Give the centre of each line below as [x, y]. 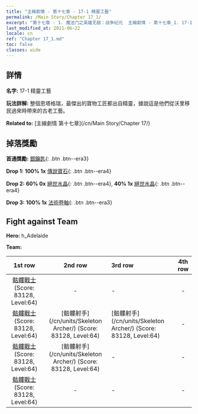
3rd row [122, 265]
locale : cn [19, 34]
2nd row [75, 265]
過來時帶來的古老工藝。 [39, 110]
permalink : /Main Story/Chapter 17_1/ [54, 17]
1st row [24, 265]
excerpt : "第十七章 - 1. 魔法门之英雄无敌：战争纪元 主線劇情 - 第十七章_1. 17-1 [99, 22]
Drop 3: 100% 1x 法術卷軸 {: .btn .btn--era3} [59, 203]
